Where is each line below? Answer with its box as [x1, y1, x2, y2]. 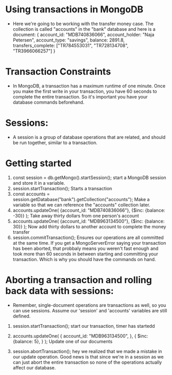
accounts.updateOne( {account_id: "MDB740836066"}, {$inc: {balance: [12, 207, 165, 213]
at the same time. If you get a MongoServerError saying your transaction [12, 240, 166, 246]
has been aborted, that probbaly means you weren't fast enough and [12, 245, 159, 251]
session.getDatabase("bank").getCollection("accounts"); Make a [12, 196, 150, 202]
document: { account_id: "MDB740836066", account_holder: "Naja [12, 31, 155, 37]
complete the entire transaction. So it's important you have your [12, 93, 148, 100]
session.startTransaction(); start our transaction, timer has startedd [12, 323, 155, 329]
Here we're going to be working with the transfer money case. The [12, 21, 154, 27]
